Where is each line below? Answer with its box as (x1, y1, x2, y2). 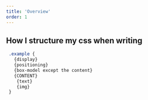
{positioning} (13, 62, 49, 68)
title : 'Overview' (6, 8, 51, 15)
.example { (8, 51, 35, 57)
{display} (13, 57, 38, 63)
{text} (16, 78, 33, 84)
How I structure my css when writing (6, 36, 143, 46)
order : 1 (6, 14, 27, 20)
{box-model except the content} (13, 67, 93, 73)
